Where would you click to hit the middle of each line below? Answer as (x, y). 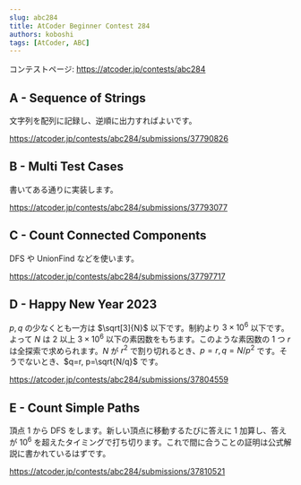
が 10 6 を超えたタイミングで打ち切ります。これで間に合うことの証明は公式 (146, 442)
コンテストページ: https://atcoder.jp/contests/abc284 (107, 69)
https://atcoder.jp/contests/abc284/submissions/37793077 (119, 207)
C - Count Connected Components (108, 235)
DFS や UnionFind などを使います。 (74, 258)
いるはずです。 (83, 453)
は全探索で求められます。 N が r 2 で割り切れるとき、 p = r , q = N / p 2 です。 (145, 350)
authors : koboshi (42, 34)
